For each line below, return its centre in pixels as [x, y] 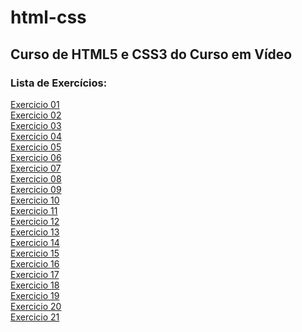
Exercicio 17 [35, 274]
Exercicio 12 [35, 221]
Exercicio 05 [36, 147]
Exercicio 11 [34, 210]
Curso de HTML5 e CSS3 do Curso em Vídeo [151, 54]
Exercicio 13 [35, 232]
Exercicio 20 [36, 306]
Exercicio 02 [36, 115]
